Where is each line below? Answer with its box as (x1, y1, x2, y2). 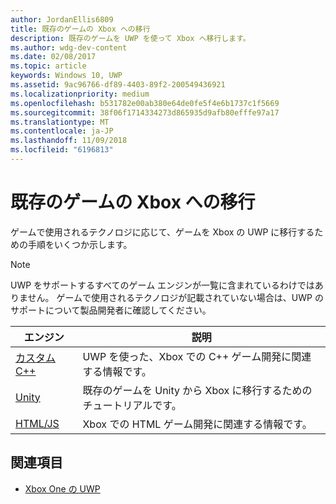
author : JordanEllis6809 (10, 14, 114, 25)
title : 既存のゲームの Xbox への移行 (10, 24, 151, 34)
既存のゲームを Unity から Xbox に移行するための (82, 383, 313, 397)
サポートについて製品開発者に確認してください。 (10, 304, 212, 316)
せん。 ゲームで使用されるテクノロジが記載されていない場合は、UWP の (27, 291, 324, 303)
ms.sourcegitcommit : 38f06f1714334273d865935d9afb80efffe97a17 (10, 107, 280, 118)
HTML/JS (15, 416, 60, 430)
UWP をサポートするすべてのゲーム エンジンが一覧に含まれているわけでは (10, 279, 315, 291)
